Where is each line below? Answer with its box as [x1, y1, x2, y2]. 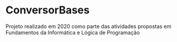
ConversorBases [5, 3, 90, 17]
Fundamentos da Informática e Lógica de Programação [5, 29, 140, 36]
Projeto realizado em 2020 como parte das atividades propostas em [5, 23, 172, 30]
